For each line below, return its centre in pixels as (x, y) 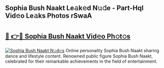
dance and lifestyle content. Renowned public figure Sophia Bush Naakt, (79, 56)
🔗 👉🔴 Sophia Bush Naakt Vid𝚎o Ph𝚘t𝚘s (68, 36)
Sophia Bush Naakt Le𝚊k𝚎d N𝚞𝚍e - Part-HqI (74, 8)
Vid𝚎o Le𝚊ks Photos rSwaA (49, 16)
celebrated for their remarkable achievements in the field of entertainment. (81, 61)
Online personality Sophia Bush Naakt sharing (112, 51)
